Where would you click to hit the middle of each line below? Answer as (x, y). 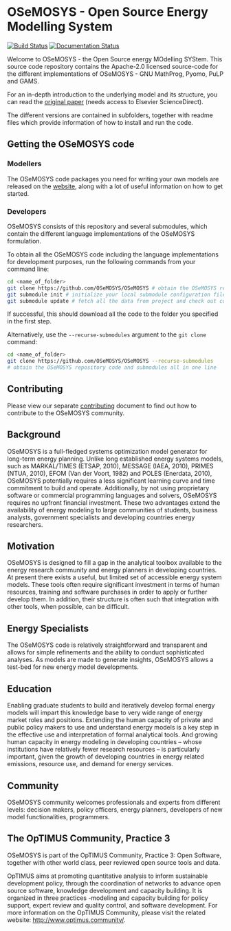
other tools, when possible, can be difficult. (68, 607)
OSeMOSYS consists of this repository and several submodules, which (107, 226)
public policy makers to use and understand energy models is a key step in (113, 728)
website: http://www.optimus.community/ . (66, 920)
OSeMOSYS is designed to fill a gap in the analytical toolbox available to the (114, 563)
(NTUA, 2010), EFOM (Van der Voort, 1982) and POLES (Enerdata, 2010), (110, 473)
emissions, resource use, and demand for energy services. (90, 764)
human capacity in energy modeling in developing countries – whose (104, 742)
